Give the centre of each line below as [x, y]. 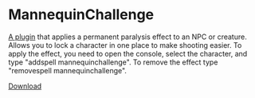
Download [25, 86]
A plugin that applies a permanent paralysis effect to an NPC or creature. [127, 37]
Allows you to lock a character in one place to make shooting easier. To [125, 45]
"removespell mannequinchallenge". [68, 70]
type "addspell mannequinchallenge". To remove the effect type [113, 62]
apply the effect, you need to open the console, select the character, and [128, 53]
